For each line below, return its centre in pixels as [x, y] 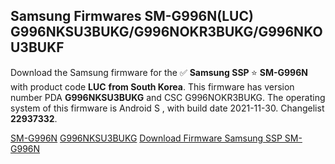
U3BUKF [37, 47]
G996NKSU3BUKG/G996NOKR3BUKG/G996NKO [166, 32]
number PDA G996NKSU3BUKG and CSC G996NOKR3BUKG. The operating [168, 97]
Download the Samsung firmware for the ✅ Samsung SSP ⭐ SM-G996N [159, 72]
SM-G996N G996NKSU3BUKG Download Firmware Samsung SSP [146, 138]
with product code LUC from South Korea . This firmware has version [152, 86]
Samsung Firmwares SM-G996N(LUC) [132, 16]
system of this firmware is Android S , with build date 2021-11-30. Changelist [167, 108]
